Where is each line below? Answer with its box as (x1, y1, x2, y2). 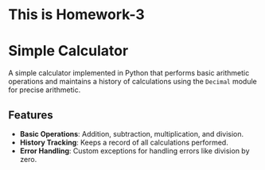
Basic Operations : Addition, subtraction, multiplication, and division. (19, 129, 244, 138)
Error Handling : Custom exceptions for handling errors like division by (19, 145, 250, 156)
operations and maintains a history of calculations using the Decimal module (8, 77, 257, 87)
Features (8, 108, 53, 122)
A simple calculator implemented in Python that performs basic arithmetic (8, 68, 250, 78)
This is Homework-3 (8, 6, 145, 24)
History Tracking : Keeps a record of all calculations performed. (19, 137, 228, 147)
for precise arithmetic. (8, 85, 81, 95)
